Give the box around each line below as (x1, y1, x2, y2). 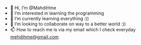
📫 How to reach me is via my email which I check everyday (10, 27, 136, 32)
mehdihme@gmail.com (10, 34, 59, 40)
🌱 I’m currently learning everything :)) (10, 16, 89, 21)
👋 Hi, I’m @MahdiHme (10, 5, 57, 11)
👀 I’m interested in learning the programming (10, 10, 104, 16)
